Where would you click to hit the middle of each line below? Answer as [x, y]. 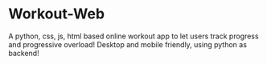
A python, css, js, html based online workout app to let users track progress [133, 36]
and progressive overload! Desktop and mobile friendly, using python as [128, 44]
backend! [24, 53]
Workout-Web [57, 14]
